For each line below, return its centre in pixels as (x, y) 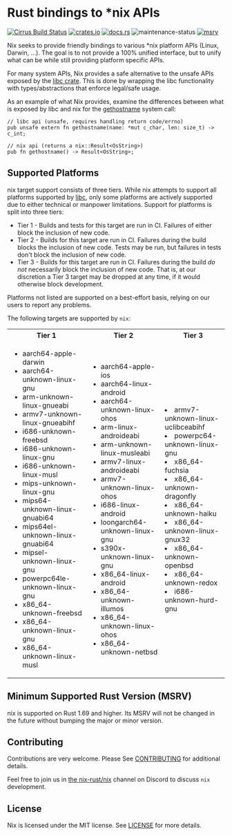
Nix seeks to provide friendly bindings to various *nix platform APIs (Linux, (113, 45)
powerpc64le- (46, 578)
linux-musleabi (125, 453)
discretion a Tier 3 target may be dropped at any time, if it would (108, 276)
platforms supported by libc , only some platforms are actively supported (110, 197)
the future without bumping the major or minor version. (85, 720)
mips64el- (40, 526)
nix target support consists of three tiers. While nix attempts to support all (112, 190)
